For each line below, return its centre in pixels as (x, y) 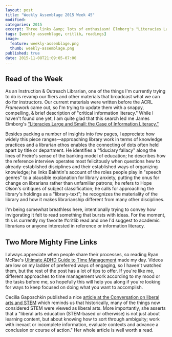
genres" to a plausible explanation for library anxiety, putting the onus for (82, 178)
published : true (23, 53)
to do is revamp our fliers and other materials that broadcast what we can (83, 97)
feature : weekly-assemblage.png (45, 44)
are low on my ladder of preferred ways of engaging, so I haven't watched (83, 265)
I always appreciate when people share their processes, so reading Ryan (82, 254)
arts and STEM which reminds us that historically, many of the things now (83, 303)
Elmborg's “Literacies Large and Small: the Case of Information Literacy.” (82, 124)
